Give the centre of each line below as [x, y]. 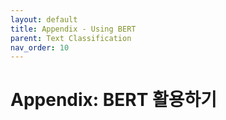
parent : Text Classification [71, 38]
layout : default [44, 19]
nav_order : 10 [40, 47]
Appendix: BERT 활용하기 [114, 100]
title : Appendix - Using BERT [73, 29]
